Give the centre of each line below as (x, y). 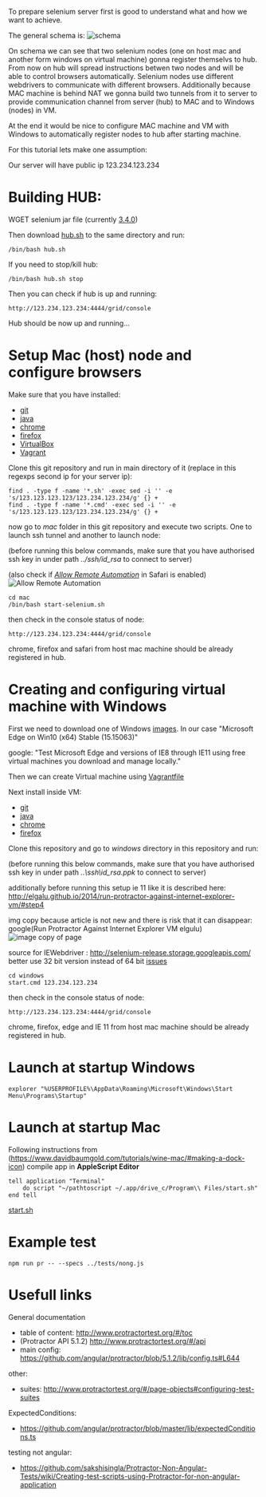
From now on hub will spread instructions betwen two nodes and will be (126, 68)
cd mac (19, 598)
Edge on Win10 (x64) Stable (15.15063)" (73, 737)
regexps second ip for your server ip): (70, 476)
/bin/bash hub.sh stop (46, 278)
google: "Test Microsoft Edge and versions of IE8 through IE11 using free (127, 752)
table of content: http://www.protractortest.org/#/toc (106, 1333)
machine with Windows (88, 707)
